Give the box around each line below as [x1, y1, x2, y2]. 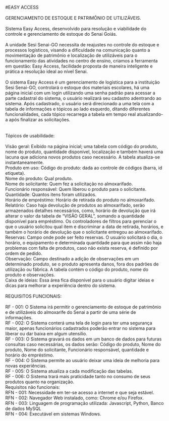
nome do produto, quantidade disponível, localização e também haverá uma [5, 149, 163, 155]
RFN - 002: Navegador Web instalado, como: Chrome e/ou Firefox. [5, 395, 144, 401]
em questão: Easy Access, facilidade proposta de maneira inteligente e [5, 63, 153, 69]
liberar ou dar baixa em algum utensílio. [5, 331, 87, 336]
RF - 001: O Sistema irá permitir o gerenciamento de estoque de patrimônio [5, 304, 161, 310]
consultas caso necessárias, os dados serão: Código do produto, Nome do [5, 341, 161, 347]
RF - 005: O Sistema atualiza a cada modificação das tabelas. [5, 368, 133, 374]
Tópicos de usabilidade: [5, 133, 55, 138]
